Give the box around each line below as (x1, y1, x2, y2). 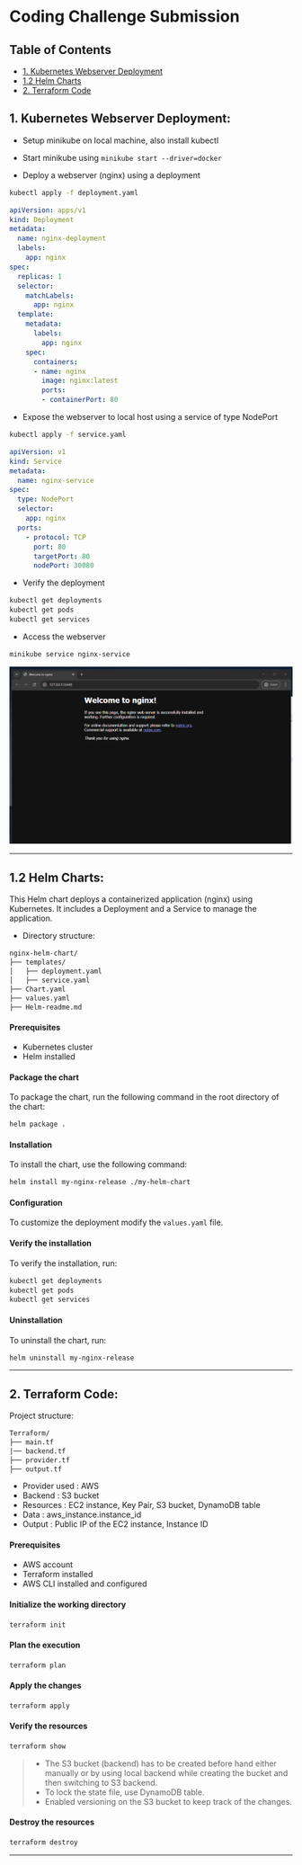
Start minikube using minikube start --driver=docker (22, 152, 222, 163)
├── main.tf (9, 1438, 54, 1447)
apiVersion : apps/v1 (9, 205, 87, 215)
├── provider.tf (9, 1456, 70, 1465)
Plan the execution (9, 1639, 81, 1651)
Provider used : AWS (22, 1481, 100, 1492)
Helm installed (22, 1051, 76, 1062)
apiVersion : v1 (9, 447, 67, 456)
